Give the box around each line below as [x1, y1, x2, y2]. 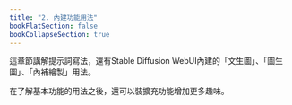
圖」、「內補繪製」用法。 [9, 66, 96, 77]
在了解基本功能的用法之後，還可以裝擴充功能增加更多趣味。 [9, 86, 229, 97]
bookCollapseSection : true [9, 30, 110, 39]
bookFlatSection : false [9, 22, 99, 31]
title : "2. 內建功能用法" [9, 13, 99, 22]
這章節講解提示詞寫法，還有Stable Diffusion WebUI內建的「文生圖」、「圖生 [9, 56, 284, 66]
